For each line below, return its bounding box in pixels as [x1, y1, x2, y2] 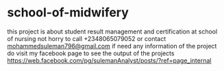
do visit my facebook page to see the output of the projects [7, 49, 175, 57]
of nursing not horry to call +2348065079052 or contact [7, 34, 166, 42]
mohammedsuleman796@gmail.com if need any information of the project [7, 42, 217, 50]
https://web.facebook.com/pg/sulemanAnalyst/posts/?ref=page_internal [7, 56, 212, 64]
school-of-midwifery [7, 5, 129, 20]
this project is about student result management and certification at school [7, 27, 218, 35]
